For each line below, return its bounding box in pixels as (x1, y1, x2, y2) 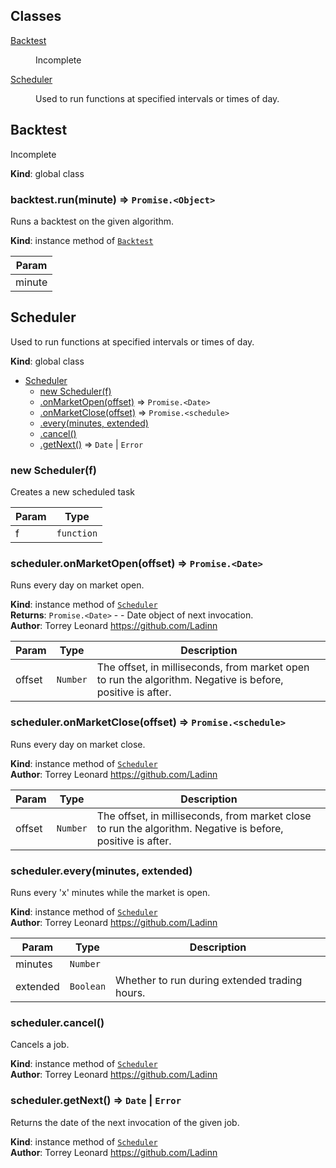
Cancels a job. (10, 1039, 70, 1051)
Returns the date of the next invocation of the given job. (10, 1116, 240, 1128)
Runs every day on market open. (10, 579, 145, 591)
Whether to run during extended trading (115, 973, 303, 987)
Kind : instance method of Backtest (10, 234, 154, 246)
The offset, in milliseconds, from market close (96, 809, 312, 823)
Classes (10, 8, 62, 25)
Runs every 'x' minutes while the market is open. (10, 886, 211, 898)
